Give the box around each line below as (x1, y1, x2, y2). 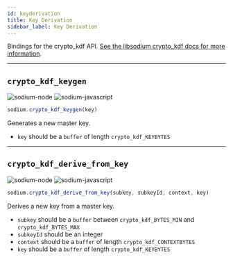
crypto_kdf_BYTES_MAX (17, 224, 80, 231)
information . (7, 49, 42, 58)
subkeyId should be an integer (17, 230, 103, 238)
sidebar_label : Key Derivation (7, 23, 98, 30)
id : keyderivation (7, 10, 60, 17)
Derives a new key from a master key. (7, 202, 115, 210)
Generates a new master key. (7, 119, 91, 127)
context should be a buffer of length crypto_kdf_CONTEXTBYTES (17, 237, 196, 245)
